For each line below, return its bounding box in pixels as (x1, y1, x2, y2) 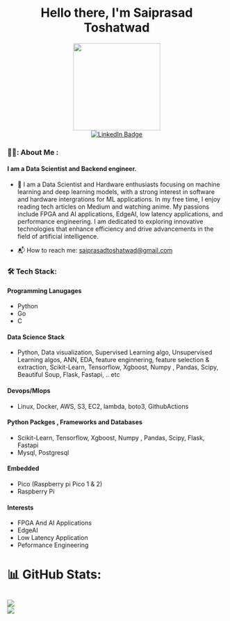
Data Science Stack (7, 333, 65, 341)
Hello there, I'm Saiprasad (40, 5, 193, 21)
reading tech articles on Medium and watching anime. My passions (17, 202, 210, 211)
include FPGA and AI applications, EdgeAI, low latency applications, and (17, 210, 224, 218)
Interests (7, 503, 34, 511)
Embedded (7, 464, 40, 472)
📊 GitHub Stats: (7, 567, 102, 583)
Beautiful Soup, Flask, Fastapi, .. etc (17, 371, 120, 379)
